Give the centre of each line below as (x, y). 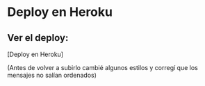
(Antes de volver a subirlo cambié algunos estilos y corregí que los (102, 68)
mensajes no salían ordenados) (52, 75)
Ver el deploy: (38, 38)
